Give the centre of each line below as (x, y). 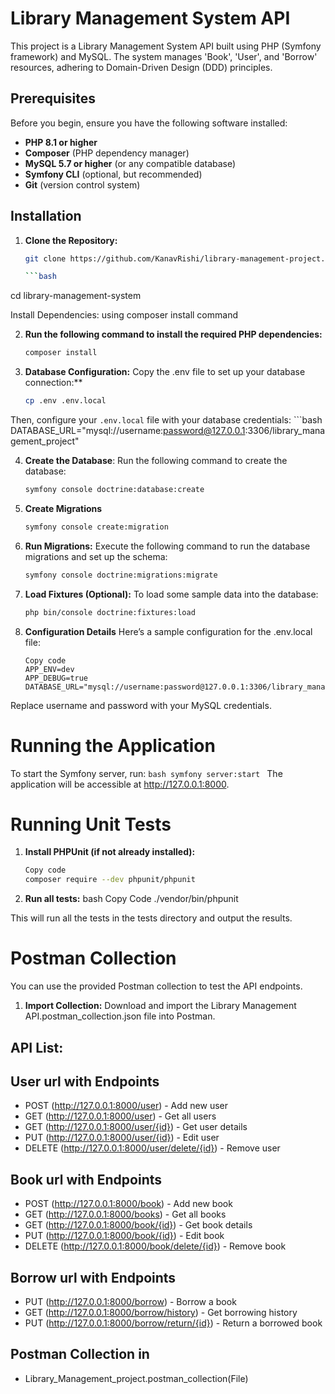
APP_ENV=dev (49, 669)
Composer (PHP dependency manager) (107, 153)
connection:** (53, 383)
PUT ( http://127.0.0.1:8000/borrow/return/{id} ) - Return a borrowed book (173, 1323)
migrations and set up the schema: (96, 556)
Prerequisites (53, 98)
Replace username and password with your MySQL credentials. (141, 705)
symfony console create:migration (96, 527)
